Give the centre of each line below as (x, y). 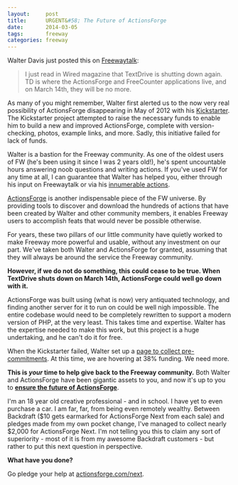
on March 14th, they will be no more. (78, 89)
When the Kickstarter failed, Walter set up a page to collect (94, 351)
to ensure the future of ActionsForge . (63, 388)
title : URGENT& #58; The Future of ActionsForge (87, 21)
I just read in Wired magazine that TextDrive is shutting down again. (123, 74)
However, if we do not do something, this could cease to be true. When (114, 271)
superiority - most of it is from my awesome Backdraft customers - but (111, 439)
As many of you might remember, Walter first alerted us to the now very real (118, 103)
